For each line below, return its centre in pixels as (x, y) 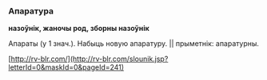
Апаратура (31, 11)
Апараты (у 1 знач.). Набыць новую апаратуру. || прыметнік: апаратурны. (134, 44)
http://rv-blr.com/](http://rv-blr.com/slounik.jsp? (90, 59)
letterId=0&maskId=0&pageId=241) (66, 67)
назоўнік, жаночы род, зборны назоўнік (79, 29)
